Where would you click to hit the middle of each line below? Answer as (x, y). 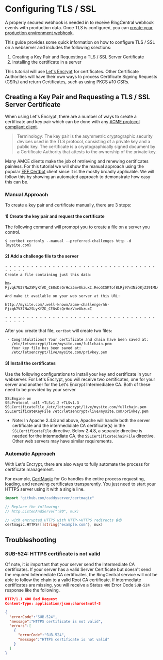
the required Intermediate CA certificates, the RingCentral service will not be (81, 575)
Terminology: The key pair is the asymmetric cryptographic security (85, 136)
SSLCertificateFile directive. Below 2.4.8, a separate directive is (77, 431)
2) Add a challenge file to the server (42, 256)
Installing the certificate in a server (47, 62)
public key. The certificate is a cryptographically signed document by (86, 147)
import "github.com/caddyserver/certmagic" (50, 498)
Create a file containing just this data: (49, 275)
